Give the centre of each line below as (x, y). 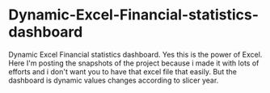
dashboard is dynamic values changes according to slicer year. (114, 80)
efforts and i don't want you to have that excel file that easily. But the (122, 71)
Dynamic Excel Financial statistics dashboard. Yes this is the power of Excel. (135, 54)
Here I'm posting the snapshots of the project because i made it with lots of (134, 63)
